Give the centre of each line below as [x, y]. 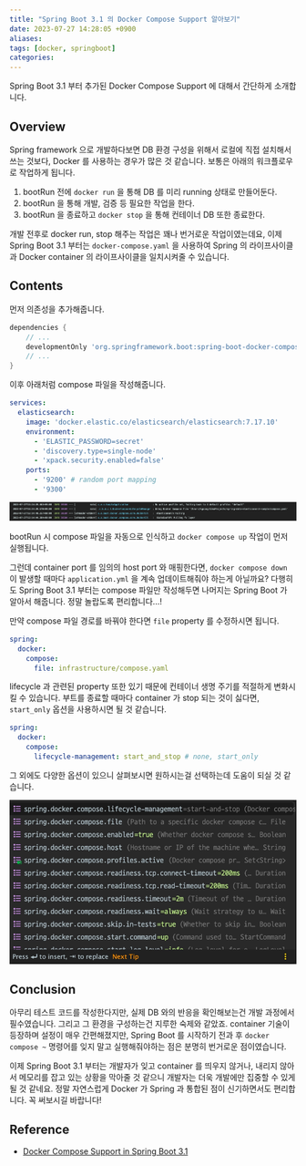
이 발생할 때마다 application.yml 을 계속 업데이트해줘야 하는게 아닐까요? [139, 578]
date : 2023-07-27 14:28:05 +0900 [73, 29]
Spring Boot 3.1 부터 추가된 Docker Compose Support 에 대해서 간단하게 [141, 86]
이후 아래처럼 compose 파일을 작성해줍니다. [88, 385]
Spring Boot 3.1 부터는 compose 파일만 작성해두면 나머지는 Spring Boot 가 [153, 590]
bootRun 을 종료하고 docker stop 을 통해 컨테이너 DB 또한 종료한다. [144, 214]
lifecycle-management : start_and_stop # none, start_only [146, 757]
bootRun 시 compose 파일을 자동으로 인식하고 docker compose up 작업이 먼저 [149, 536]
